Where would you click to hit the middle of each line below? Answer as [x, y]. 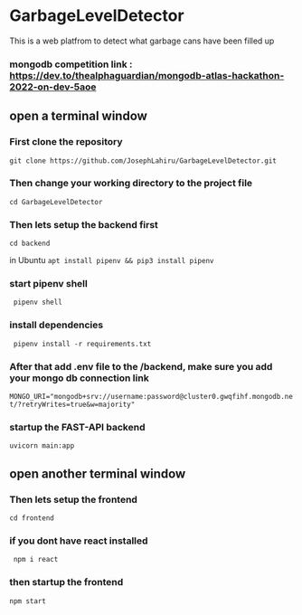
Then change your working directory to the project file [131, 184]
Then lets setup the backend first [84, 224]
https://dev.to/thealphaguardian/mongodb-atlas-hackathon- [147, 75]
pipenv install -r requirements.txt [82, 344]
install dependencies [57, 325]
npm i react [36, 560]
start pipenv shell [48, 284]
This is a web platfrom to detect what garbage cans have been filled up [142, 41]
